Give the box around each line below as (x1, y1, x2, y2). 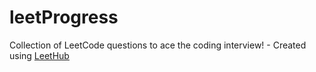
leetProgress (9, 6, 119, 29)
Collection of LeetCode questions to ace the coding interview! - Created (9, 39, 307, 51)
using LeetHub (9, 49, 70, 61)
